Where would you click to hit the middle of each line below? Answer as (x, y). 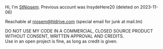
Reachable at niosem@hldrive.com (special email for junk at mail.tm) (74, 22)
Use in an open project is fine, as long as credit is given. (61, 41)
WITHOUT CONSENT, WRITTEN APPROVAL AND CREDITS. (65, 36)
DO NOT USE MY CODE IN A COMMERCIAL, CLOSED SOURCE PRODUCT (79, 31)
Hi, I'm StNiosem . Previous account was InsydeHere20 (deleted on (72, 7)
